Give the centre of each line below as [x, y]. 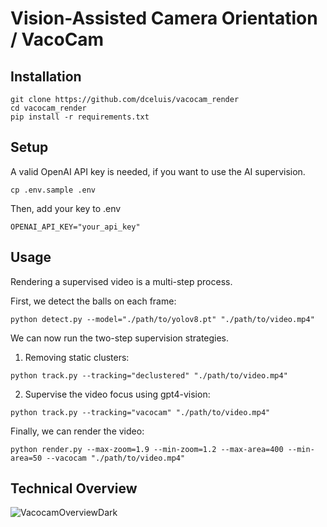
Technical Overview [74, 488]
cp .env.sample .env [53, 190]
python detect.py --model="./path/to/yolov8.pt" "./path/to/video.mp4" [162, 319]
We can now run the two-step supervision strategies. [120, 338]
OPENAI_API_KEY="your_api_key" [75, 227]
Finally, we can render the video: [77, 431]
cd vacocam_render [48, 108]
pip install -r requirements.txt [80, 117]
